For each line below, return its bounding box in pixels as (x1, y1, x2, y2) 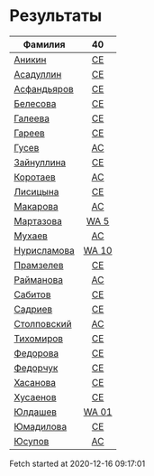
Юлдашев (14, 406, 57, 418)
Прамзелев (14, 258, 64, 271)
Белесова (14, 97, 57, 109)
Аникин (14, 53, 47, 66)
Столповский (14, 317, 72, 330)
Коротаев (14, 171, 56, 183)
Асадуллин (14, 68, 62, 80)
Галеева (14, 112, 50, 125)
